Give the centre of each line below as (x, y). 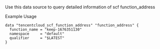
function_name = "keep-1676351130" (46, 30)
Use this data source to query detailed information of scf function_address (80, 7)
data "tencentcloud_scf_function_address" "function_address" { (72, 25)
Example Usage (21, 16)
